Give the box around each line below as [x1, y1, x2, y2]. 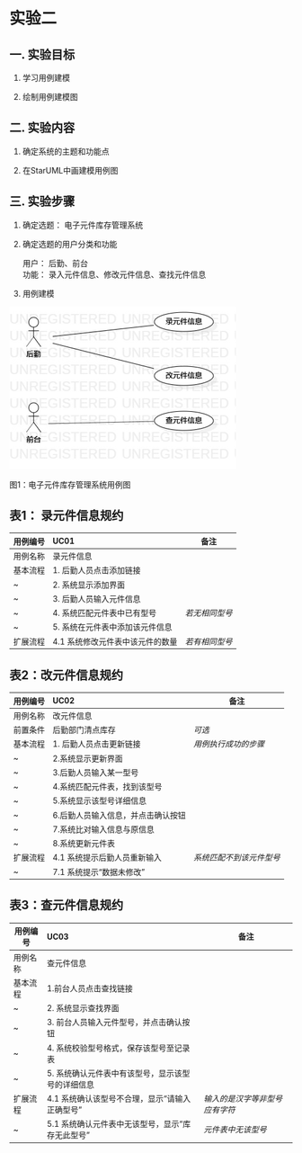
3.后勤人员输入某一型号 [52, 766, 139, 778]
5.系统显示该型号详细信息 [52, 795, 147, 806]
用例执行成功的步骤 [192, 738, 265, 749]
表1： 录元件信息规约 [9, 508, 124, 523]
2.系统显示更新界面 [52, 753, 123, 764]
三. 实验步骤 [9, 194, 75, 210]
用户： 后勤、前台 [22, 257, 88, 268]
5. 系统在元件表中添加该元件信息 [52, 621, 173, 632]
